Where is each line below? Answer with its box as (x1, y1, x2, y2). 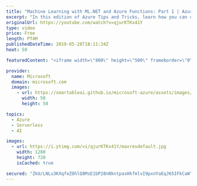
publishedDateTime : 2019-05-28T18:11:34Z (6, 42, 109, 48)
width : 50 (21, 95, 46, 102)
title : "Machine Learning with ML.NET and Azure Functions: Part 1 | (6, 8, 180, 15)
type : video (6, 25, 35, 31)
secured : (6, 171, 28, 177)
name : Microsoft (11, 73, 51, 79)
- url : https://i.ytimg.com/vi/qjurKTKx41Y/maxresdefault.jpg (11, 144, 167, 150)
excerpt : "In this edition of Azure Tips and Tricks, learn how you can (6, 14, 188, 20)
